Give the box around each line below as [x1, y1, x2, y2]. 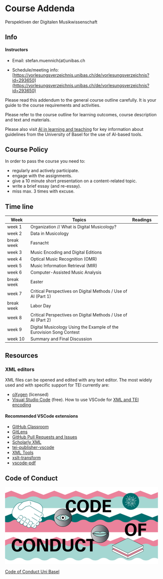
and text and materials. [5, 117, 51, 123]
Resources [5, 351, 38, 360]
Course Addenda [5, 3, 75, 14]
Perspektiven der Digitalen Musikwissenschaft [5, 19, 98, 25]
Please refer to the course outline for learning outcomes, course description [5, 111, 157, 117]
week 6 [7, 269, 22, 275]
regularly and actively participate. [12, 168, 79, 174]
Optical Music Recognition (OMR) [30, 256, 97, 262]
